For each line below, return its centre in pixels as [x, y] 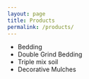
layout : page [26, 14]
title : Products [31, 20]
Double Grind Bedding [50, 54]
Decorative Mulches [47, 69]
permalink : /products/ [41, 27]
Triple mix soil [38, 62]
